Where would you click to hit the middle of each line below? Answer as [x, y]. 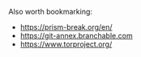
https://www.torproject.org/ [66, 44]
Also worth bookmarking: [51, 12]
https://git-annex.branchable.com [76, 36]
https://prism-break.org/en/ [66, 27]
